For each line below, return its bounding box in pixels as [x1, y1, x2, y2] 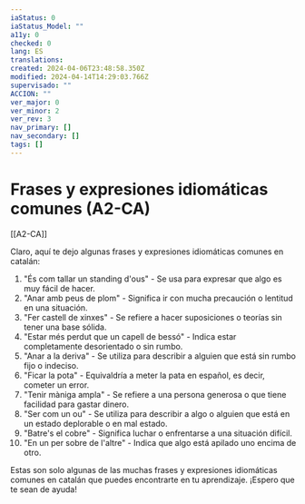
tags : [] [10, 140, 44, 149]
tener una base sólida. [23, 321, 107, 332]
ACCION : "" [10, 89, 52, 98]
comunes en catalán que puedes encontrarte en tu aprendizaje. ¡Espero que [10, 474, 295, 485]
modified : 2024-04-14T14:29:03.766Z [10, 73, 149, 82]
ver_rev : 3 [10, 114, 52, 124]
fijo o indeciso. [23, 360, 80, 371]
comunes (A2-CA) [10, 198, 151, 219]
